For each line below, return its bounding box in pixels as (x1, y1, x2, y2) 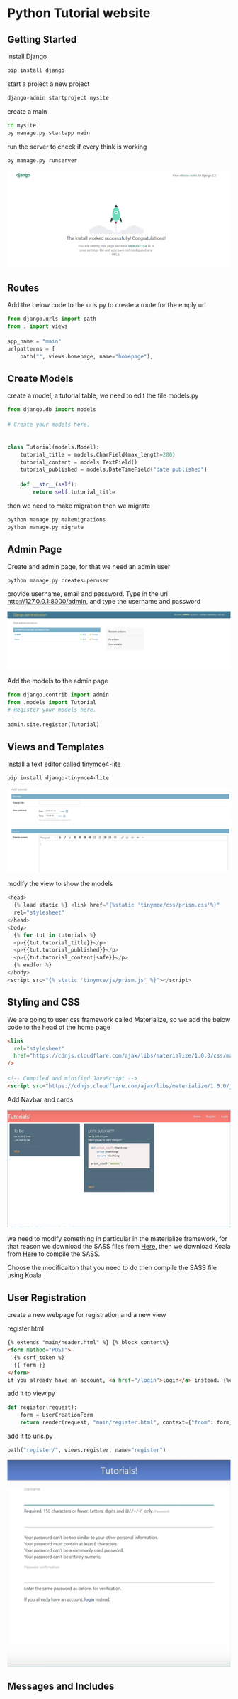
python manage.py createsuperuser (7, 577, 110, 584)
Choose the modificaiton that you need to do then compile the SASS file (7, 1264, 217, 1272)
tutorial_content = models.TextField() (20, 459, 138, 466)
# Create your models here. (7, 421, 91, 428)
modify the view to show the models (7, 880, 113, 888)
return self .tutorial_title (33, 489, 115, 496)
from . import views (7, 323, 69, 330)
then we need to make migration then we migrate (7, 501, 151, 510)
